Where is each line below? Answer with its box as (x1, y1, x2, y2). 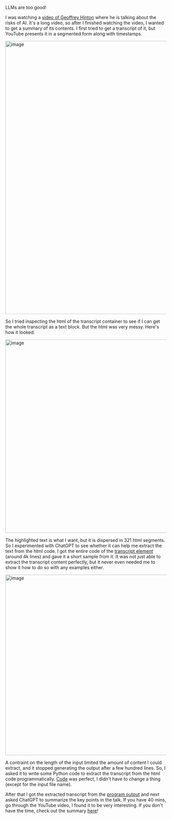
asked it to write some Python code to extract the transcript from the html (5, 771, 160, 776)
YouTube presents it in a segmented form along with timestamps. (5, 31, 142, 37)
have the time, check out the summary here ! (5, 808, 99, 814)
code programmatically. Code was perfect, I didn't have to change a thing (5, 776, 161, 782)
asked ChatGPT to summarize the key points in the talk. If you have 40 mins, (5, 797, 166, 803)
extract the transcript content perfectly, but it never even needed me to (5, 559, 155, 565)
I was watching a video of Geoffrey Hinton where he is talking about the (5, 14, 157, 20)
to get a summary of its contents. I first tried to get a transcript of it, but (5, 25, 156, 31)
